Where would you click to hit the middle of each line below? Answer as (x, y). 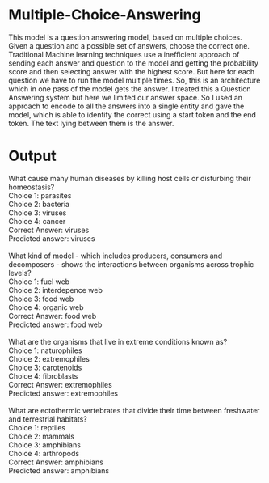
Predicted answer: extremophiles (63, 393)
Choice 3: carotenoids (45, 367)
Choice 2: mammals (42, 436)
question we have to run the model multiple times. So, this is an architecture (134, 80)
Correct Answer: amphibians (56, 462)
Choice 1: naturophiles (45, 350)
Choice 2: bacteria (39, 204)
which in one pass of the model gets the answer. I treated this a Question (130, 89)
